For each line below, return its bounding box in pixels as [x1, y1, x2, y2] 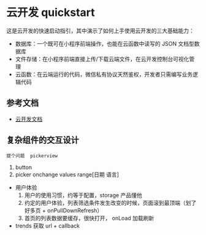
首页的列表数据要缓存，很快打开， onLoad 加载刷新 [24, 214, 154, 222]
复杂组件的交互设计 [6, 135, 79, 146]
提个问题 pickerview [6, 152, 58, 159]
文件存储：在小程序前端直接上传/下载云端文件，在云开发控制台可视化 [15, 55, 189, 62]
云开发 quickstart [6, 6, 95, 20]
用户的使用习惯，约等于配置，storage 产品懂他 [24, 191, 142, 199]
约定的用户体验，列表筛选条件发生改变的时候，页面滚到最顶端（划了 [24, 199, 197, 206]
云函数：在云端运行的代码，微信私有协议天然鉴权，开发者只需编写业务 [15, 70, 193, 78]
